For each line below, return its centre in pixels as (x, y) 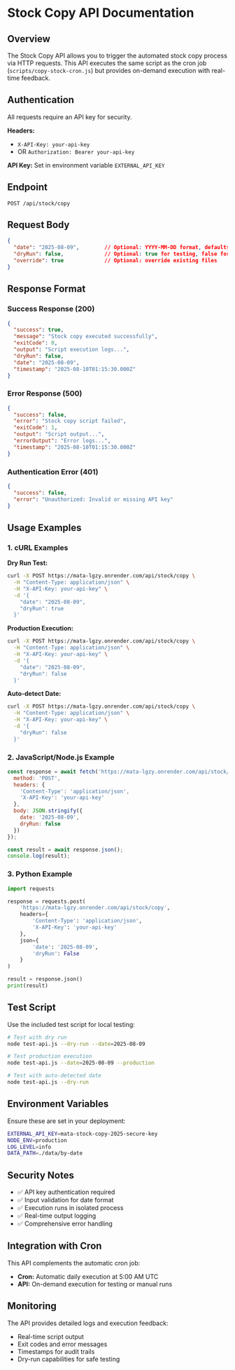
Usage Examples (44, 528)
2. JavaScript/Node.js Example (61, 757)
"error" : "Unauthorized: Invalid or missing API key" (93, 499)
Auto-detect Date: (34, 694)
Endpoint (27, 187)
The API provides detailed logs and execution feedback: (88, 1323)
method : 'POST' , (37, 778)
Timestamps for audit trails (56, 1351)
